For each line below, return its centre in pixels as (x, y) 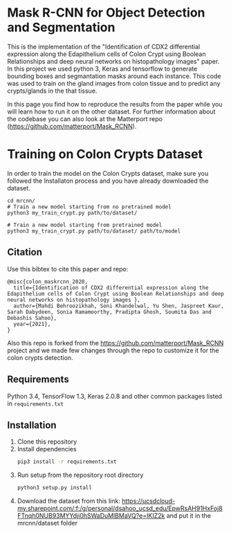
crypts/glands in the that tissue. (52, 91)
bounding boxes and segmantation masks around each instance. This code (114, 76)
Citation (25, 252)
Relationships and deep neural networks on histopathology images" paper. (113, 61)
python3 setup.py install (54, 488)
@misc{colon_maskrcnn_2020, (48, 282)
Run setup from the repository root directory (80, 475)
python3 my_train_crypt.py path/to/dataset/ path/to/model (94, 231)
